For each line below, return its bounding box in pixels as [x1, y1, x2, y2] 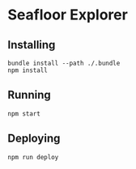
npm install [7, 66, 48, 74]
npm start [7, 109, 41, 118]
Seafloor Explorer [7, 6, 129, 24]
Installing [7, 38, 56, 52]
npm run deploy [7, 153, 59, 161]
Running [7, 88, 52, 102]
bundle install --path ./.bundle [7, 59, 121, 67]
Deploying [7, 132, 61, 146]
